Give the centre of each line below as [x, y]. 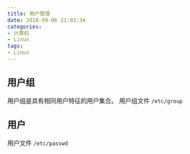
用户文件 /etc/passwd [38, 143]
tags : [15, 46]
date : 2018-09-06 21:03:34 [46, 20]
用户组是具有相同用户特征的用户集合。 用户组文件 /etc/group [95, 100]
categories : [24, 26]
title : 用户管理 [29, 14]
